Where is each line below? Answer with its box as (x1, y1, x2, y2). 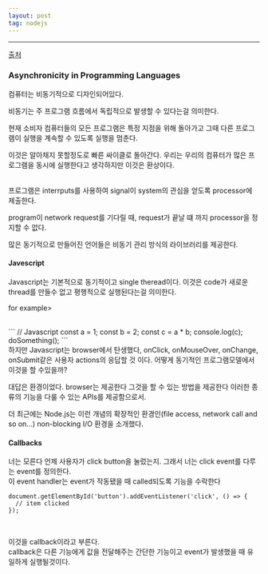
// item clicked (15, 500, 69, 508)
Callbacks (8, 437, 42, 448)
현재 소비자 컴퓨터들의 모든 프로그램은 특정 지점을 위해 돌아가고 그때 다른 (8, 123, 234, 133)
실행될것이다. (29, 557, 70, 567)
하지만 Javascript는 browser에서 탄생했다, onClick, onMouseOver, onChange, (8, 345, 259, 354)
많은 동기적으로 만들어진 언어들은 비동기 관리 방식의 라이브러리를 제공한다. (8, 239, 238, 249)
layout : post (8, 11, 52, 20)
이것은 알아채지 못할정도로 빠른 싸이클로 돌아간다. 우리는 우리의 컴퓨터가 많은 (8, 149, 247, 160)
